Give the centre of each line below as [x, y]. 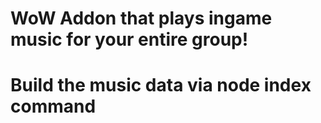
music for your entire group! [129, 39]
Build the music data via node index [161, 85]
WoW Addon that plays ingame [141, 18]
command [53, 106]
